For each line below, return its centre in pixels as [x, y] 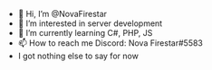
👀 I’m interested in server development [90, 23]
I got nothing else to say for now [78, 56]
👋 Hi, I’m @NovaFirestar [62, 14]
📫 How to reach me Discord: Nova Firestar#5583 [111, 43]
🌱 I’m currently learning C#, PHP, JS [85, 33]
